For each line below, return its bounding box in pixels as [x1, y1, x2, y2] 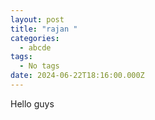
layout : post [10, 14, 65, 25]
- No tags [19, 61, 60, 71]
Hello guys [10, 97, 55, 110]
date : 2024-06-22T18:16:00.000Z [10, 71, 145, 81]
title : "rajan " [10, 24, 78, 34]
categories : [10, 33, 60, 43]
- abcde [19, 42, 52, 53]
